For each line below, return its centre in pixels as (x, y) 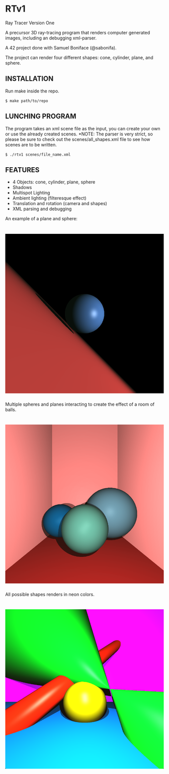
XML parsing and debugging (42, 209)
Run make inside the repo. (32, 91)
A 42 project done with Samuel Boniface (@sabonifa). (61, 47)
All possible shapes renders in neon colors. (50, 594)
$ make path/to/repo (27, 101)
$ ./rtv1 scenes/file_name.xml (38, 155)
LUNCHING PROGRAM (41, 116)
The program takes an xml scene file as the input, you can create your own (83, 128)
